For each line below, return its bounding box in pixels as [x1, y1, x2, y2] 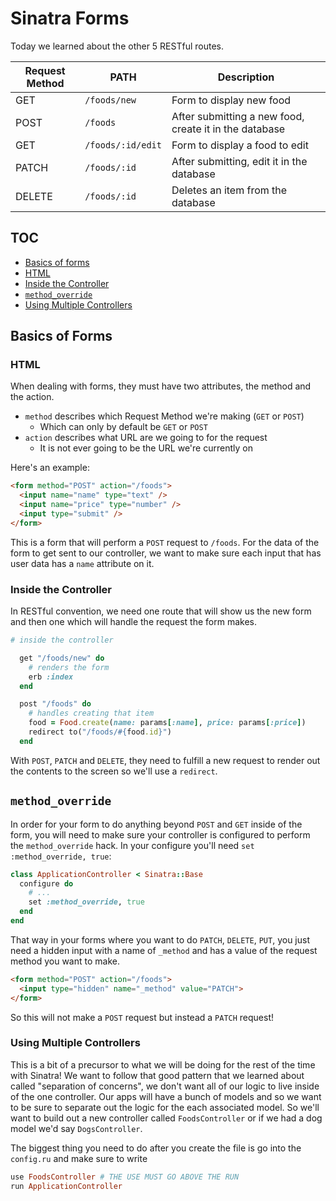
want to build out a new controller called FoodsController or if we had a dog [10, 1112, 323, 1124]
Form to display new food [171, 93, 292, 107]
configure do [19, 878, 74, 889]
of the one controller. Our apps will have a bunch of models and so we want [10, 1090, 322, 1102]
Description [217, 70, 275, 84]
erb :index [28, 672, 74, 682]
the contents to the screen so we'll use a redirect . [10, 765, 218, 777]
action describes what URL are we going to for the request [24, 432, 268, 444]
